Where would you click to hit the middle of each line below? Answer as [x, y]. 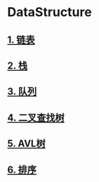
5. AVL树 [26, 144]
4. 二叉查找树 [36, 117]
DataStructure [50, 12]
